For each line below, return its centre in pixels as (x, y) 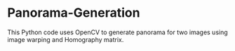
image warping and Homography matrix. (66, 39)
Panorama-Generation (74, 13)
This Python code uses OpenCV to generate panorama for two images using (117, 32)
